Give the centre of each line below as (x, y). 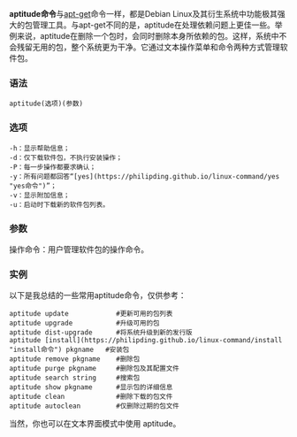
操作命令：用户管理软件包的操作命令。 (79, 249)
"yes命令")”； (33, 186)
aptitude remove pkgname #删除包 (75, 359)
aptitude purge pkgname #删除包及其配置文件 (94, 369)
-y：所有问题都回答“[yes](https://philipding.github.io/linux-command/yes (145, 176)
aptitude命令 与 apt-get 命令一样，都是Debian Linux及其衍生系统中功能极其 (144, 14)
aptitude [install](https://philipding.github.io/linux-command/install (146, 341)
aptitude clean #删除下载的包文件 (91, 397)
